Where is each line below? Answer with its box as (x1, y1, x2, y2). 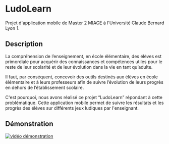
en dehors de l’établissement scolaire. (5, 84, 84, 90)
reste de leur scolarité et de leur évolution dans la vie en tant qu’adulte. (5, 64, 153, 70)
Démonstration (5, 120, 54, 128)
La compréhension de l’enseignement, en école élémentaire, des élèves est (5, 53, 162, 59)
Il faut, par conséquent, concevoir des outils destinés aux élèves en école (5, 74, 158, 80)
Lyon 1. (5, 25, 20, 31)
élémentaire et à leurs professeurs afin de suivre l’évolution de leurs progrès (5, 79, 164, 85)
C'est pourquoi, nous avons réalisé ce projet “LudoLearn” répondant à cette (5, 94, 163, 100)
